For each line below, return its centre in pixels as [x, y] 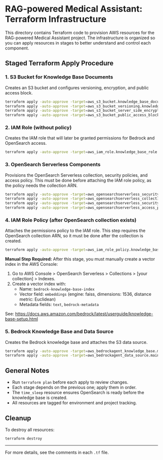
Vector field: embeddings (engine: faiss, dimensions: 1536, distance [85, 294]
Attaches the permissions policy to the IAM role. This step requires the [75, 230]
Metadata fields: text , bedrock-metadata [59, 305]
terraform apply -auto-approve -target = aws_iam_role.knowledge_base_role [81, 152]
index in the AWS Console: [32, 264]
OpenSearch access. [26, 143]
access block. [19, 92]
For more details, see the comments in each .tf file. [57, 452]
